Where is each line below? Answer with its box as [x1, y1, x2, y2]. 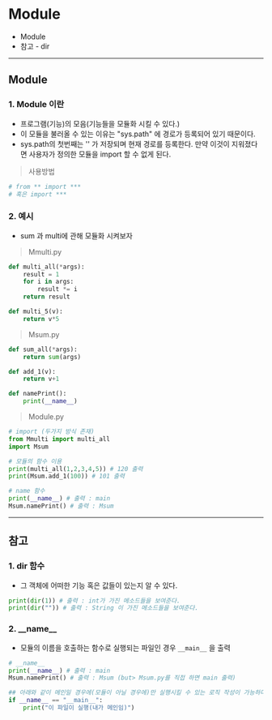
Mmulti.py [28, 246, 62, 256]
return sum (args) [23, 353, 82, 361]
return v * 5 [23, 315, 60, 323]
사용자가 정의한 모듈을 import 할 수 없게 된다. [28, 149, 172, 159]
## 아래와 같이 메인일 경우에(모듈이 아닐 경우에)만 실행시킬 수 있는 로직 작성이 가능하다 [8, 688, 266, 697]
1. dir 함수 [8, 560, 45, 572]
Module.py [28, 412, 65, 422]
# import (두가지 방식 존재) [8, 427, 95, 436]
